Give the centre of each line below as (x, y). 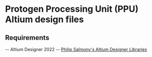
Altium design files (44, 19)
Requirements (27, 38)
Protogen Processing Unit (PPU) (72, 9)
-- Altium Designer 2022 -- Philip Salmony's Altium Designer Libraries (76, 49)
